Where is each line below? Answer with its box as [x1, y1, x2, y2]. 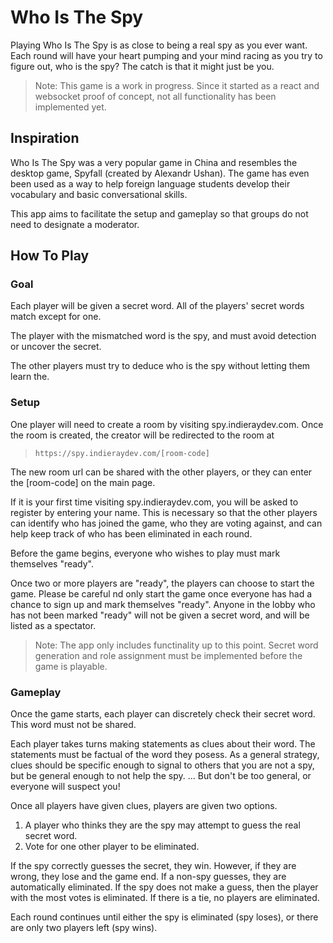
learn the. [10, 371, 50, 383]
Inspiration [10, 130, 80, 147]
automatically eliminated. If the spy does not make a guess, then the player [10, 881, 319, 893]
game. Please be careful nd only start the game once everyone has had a [10, 587, 313, 600]
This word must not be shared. [10, 719, 137, 731]
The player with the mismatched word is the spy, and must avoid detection [10, 330, 317, 342]
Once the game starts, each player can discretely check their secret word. [10, 708, 316, 720]
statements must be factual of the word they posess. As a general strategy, [10, 749, 320, 761]
